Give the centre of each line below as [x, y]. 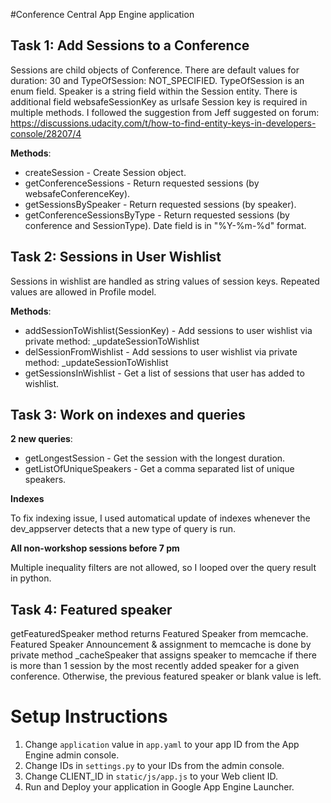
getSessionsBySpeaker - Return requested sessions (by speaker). [160, 204]
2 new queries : [41, 439]
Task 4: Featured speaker [91, 609]
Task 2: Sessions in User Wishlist [116, 257]
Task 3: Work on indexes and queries [128, 415]
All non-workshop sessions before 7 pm [95, 548]
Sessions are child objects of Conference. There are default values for [155, 70]
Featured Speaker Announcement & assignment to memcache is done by [161, 645]
